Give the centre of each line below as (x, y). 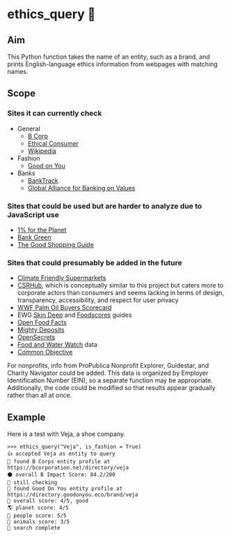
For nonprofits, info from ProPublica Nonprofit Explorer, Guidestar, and (108, 366)
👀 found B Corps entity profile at (59, 462)
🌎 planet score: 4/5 (38, 508)
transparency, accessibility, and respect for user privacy (98, 300)
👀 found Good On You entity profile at (65, 489)
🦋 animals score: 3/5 (39, 522)
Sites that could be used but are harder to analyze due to (105, 206)
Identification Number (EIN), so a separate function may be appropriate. (110, 380)
